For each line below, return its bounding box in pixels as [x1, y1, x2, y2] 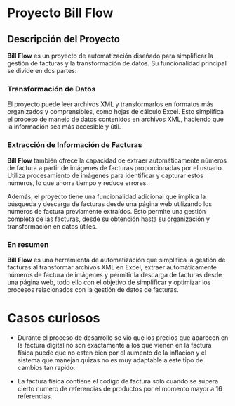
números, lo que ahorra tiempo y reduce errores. [7, 178, 149, 187]
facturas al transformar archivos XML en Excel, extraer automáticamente [7, 262, 217, 272]
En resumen [7, 239, 49, 249]
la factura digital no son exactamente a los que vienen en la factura [17, 341, 212, 349]
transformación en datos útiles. [7, 222, 98, 230]
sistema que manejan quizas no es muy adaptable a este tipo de [17, 355, 203, 364]
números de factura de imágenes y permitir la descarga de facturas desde [7, 270, 222, 279]
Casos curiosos [7, 310, 100, 326]
